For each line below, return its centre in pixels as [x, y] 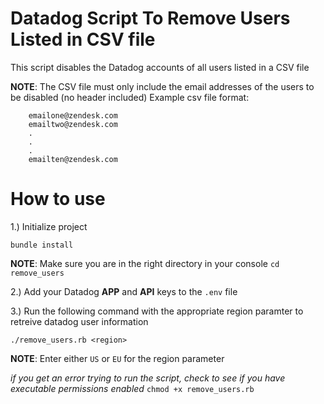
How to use [58, 199]
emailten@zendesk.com [73, 159]
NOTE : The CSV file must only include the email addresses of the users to [162, 86]
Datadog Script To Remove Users [150, 18]
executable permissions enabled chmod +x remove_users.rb [132, 388]
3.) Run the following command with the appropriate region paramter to [157, 311]
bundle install [42, 245]
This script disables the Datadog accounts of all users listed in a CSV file [160, 67]
